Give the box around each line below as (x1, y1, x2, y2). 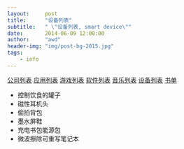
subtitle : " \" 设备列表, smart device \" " (7, 23, 132, 30)
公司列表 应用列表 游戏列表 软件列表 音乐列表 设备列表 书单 (7, 76, 177, 84)
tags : (7, 50, 23, 57)
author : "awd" (7, 36, 61, 43)
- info (20, 56, 39, 63)
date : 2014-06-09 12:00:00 (7, 29, 105, 37)
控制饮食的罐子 (17, 90, 61, 99)
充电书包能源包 (17, 125, 61, 134)
